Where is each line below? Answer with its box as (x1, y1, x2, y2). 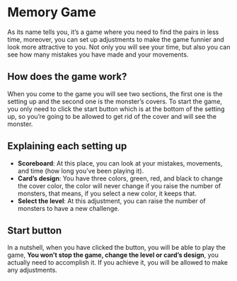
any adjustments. (7, 266, 58, 275)
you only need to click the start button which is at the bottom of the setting (7, 104, 225, 113)
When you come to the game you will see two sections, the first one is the (7, 89, 223, 98)
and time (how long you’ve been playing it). (17, 166, 144, 175)
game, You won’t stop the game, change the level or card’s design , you (7, 251, 219, 259)
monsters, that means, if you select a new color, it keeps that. (17, 189, 197, 197)
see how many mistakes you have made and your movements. (7, 50, 189, 59)
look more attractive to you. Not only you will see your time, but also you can (7, 42, 231, 51)
